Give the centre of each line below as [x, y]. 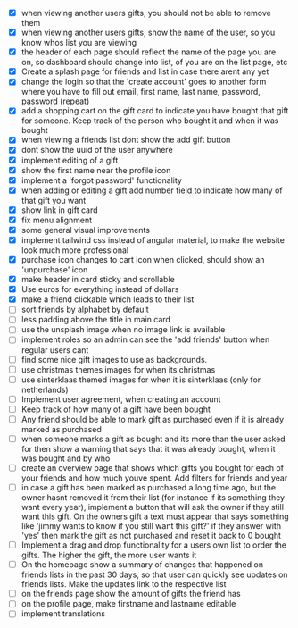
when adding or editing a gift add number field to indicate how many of [152, 190]
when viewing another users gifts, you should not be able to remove [146, 13]
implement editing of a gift [70, 160]
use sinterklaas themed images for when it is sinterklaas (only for [141, 380]
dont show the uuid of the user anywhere [97, 150]
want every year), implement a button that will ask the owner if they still [153, 507]
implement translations [63, 614]
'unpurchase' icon [54, 270]
